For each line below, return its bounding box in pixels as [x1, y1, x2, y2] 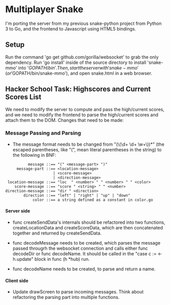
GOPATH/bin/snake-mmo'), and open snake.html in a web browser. [12, 70, 152, 76]
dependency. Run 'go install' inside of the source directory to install [5, 59, 146, 65]
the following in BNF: [12, 152, 57, 158]
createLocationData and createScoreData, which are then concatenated [12, 225, 163, 231]
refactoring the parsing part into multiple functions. [12, 294, 120, 300]
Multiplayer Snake [5, 4, 84, 15]
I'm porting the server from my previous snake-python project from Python [5, 20, 162, 26]
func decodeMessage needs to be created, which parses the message [12, 240, 161, 246]
